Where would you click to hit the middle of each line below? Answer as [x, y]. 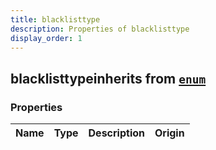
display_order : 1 [46, 38]
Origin [169, 133]
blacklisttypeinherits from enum [108, 78]
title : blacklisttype [55, 19]
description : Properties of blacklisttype [100, 29]
